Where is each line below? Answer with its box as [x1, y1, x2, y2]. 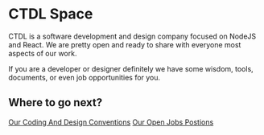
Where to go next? [8, 96, 103, 109]
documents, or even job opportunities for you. [8, 72, 161, 82]
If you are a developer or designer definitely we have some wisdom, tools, [8, 63, 254, 73]
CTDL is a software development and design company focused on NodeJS [8, 31, 257, 41]
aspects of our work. [8, 48, 77, 58]
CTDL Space [8, 5, 93, 23]
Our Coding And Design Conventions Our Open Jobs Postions [8, 117, 214, 127]
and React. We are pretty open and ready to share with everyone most [8, 39, 241, 49]
